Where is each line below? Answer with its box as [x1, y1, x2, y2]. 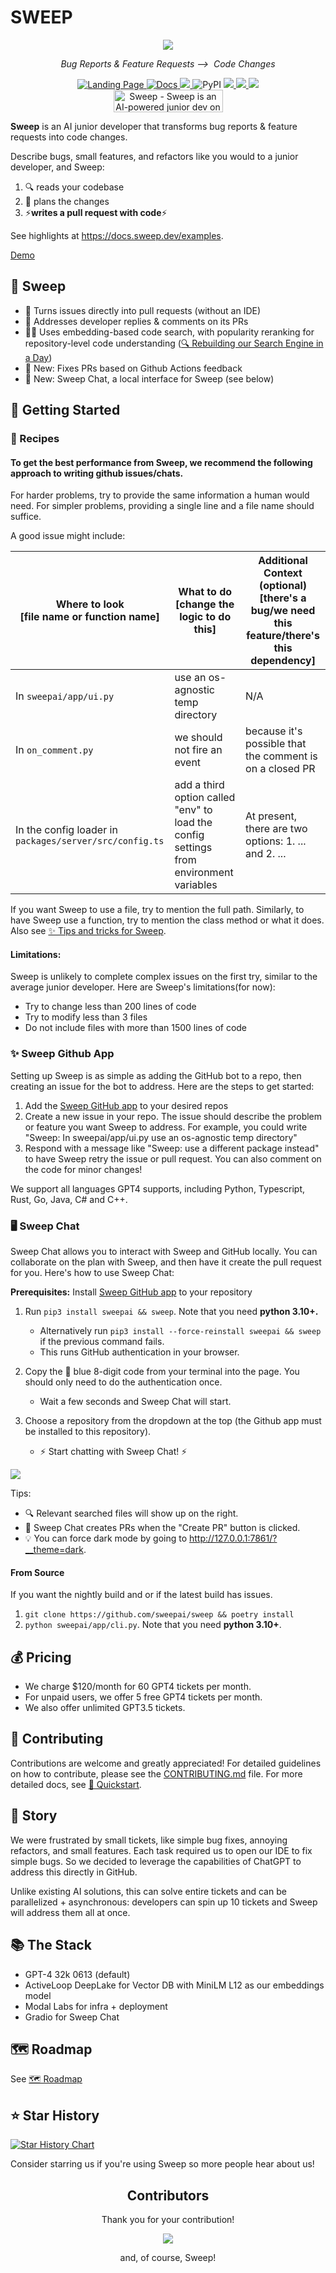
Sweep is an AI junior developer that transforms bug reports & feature [10, 120, 298, 132]
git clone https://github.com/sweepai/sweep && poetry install [24, 1610, 295, 1620]
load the [174, 816, 213, 830]
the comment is [245, 749, 318, 763]
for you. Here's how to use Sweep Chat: [10, 1267, 175, 1279]
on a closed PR [245, 762, 316, 776]
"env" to [174, 803, 213, 817]
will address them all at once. [10, 1906, 131, 1918]
